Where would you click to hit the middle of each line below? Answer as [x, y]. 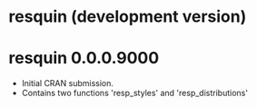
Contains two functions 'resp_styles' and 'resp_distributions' [135, 93]
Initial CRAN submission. [68, 83]
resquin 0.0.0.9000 [84, 58]
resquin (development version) [128, 17]
